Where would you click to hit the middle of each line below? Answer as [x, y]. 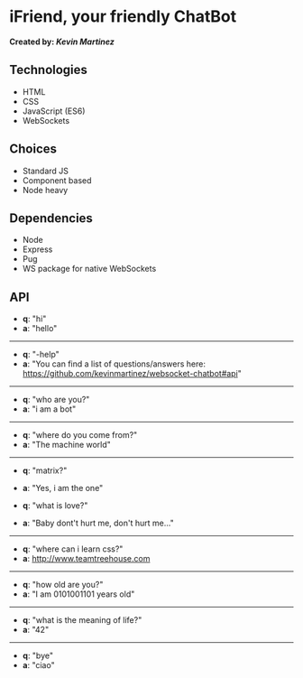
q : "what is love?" [55, 506]
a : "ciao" [39, 665]
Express [37, 249]
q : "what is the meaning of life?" [82, 620]
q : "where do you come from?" [80, 435]
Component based [57, 180]
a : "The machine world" [66, 445]
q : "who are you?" [56, 400]
